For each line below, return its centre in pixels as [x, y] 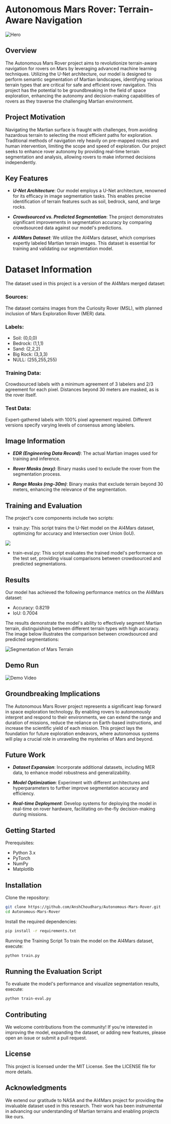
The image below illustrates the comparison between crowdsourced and [81, 633]
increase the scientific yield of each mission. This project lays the [74, 728]
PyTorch [21, 858]
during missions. [30, 814]
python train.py [22, 955]
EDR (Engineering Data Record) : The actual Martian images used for [85, 453]
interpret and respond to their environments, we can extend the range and [83, 717]
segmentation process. [37, 474]
